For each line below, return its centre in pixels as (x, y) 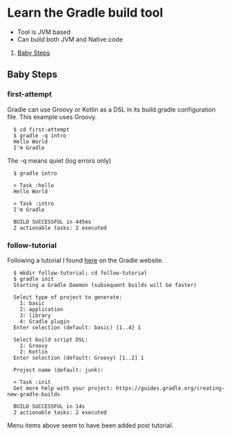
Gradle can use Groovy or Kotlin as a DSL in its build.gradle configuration (112, 110)
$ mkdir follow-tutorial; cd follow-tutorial (80, 273)
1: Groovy (34, 346)
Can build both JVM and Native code (70, 39)
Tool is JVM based (44, 32)
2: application (42, 309)
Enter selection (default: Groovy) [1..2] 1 (79, 358)
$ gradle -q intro (40, 136)
